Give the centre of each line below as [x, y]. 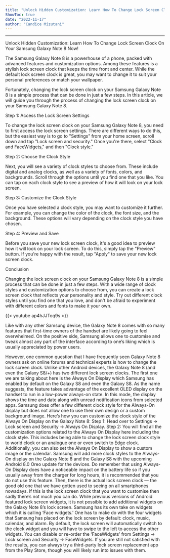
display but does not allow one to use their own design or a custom [75, 411]
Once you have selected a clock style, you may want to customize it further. [84, 207]
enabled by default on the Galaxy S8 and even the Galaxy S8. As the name [83, 384]
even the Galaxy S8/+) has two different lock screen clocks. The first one [81, 373]
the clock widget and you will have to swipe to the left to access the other [82, 529]
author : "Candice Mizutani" [35, 24]
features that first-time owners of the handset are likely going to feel [76, 331]
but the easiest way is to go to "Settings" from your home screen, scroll [80, 136]
